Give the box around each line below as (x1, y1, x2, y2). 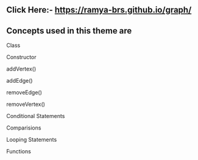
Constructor (6, 54, 37, 61)
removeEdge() (6, 89, 43, 96)
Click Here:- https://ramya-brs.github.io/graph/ (6, 5, 192, 15)
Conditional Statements (6, 113, 65, 120)
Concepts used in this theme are (6, 26, 132, 36)
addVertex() (6, 65, 37, 72)
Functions (6, 148, 32, 155)
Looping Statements (6, 136, 57, 144)
